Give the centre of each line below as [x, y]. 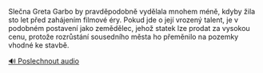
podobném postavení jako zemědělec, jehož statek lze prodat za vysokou [129, 28]
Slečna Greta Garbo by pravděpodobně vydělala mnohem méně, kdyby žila [132, 12]
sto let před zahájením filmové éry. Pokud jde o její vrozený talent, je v [123, 20]
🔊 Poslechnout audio [44, 61]
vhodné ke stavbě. [39, 45]
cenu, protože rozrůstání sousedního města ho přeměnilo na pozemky [124, 36]
